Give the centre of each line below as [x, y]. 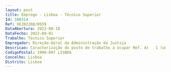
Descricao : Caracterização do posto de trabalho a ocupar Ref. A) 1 [82, 48]
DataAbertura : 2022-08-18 [33, 29]
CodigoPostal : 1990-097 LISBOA [38, 52]
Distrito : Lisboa [24, 62]
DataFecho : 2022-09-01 [29, 33]
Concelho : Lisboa [24, 57]
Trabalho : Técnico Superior [35, 39]
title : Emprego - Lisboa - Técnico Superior [53, 15]
